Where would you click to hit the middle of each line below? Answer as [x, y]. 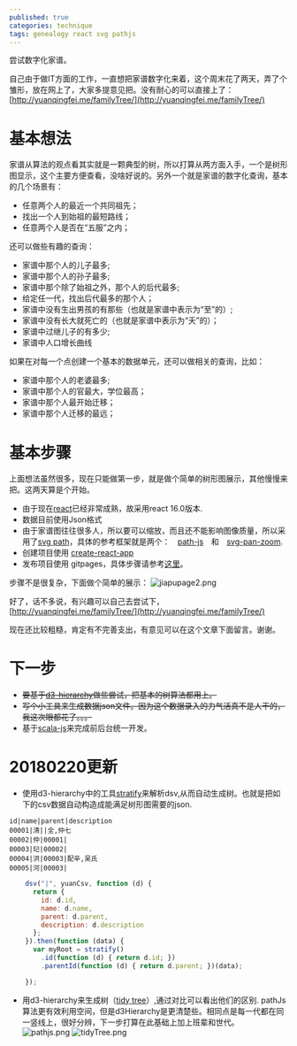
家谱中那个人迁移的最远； [69, 413]
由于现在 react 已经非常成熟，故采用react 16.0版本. [112, 509]
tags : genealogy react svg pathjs [73, 34]
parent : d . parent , [75, 917]
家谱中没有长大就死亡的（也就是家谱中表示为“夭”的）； [120, 320]
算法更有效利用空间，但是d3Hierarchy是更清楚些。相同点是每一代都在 [149, 1011]
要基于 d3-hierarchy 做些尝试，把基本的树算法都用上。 [119, 695]
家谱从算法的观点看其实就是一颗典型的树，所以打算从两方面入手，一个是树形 [148, 165]
